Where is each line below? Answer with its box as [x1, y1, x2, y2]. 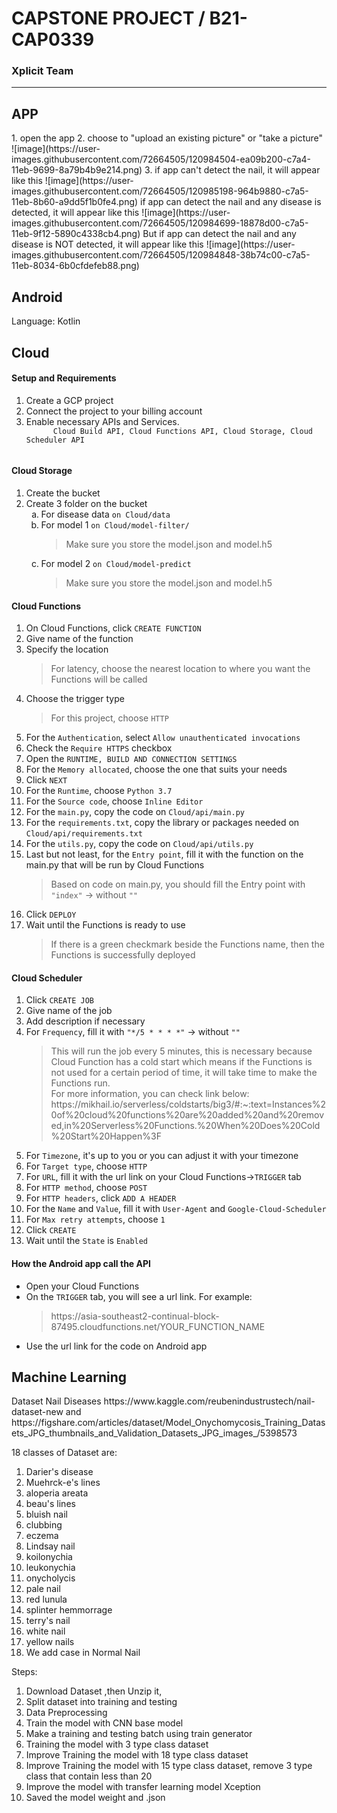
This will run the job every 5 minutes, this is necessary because [50, 1045, 313, 1057]
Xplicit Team [11, 64, 74, 78]
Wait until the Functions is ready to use [25, 919, 186, 931]
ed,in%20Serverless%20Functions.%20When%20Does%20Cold [50, 1120, 321, 1132]
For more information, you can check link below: [50, 1088, 250, 1100]
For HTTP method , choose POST [25, 1182, 148, 1194]
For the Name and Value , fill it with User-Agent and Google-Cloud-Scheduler [25, 1203, 327, 1215]
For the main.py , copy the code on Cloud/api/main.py [25, 806, 245, 818]
